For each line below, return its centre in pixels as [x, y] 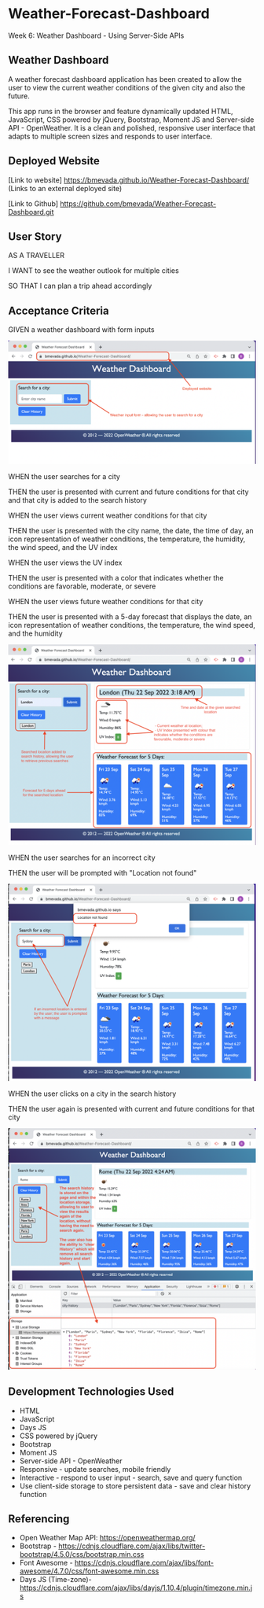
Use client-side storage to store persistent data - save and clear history [135, 1486]
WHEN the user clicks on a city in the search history [92, 1094]
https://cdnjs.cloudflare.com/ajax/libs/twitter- [132, 1546]
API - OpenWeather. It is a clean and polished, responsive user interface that [132, 127]
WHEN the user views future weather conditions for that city [106, 601]
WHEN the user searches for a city [64, 476]
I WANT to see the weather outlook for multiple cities [93, 271]
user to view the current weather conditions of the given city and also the [127, 87]
